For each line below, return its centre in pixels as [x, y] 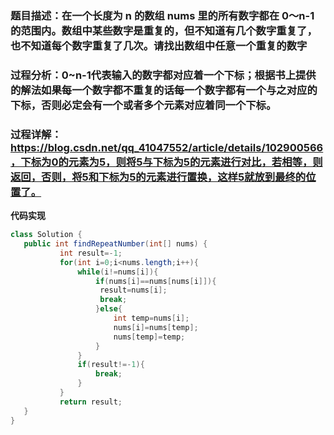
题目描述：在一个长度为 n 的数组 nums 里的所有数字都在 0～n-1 [162, 15]
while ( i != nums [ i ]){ [118, 272]
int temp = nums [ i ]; [151, 318]
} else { [109, 309]
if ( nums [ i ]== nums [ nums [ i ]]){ [156, 281]
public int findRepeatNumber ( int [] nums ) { [115, 244]
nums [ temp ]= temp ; [149, 337]
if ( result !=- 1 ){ [111, 365]
